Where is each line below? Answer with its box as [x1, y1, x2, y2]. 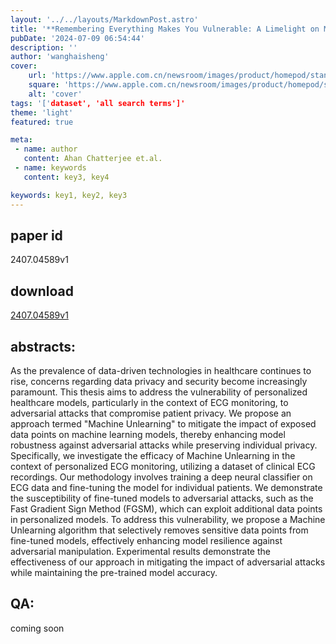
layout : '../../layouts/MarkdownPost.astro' [10, 14, 199, 25]
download [10, 282, 74, 300]
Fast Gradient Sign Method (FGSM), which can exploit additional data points [10, 502, 323, 515]
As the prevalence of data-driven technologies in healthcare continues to [10, 364, 312, 376]
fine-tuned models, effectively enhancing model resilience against [10, 534, 283, 546]
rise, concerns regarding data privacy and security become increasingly [10, 375, 308, 387]
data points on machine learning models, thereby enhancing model [10, 428, 286, 440]
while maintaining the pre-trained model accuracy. [10, 566, 218, 578]
